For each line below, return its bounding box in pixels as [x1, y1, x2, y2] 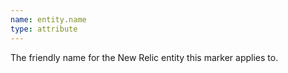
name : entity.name [10, 14, 87, 25]
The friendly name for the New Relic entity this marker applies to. [10, 51, 279, 63]
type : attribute [10, 24, 78, 34]
